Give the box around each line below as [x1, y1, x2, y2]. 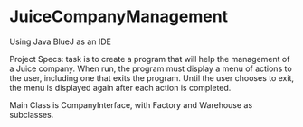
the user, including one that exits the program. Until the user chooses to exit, [9, 72, 295, 83]
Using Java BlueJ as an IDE [9, 36, 111, 47]
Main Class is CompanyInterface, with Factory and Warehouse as [9, 99, 253, 110]
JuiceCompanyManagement [9, 6, 229, 27]
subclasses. [9, 109, 54, 120]
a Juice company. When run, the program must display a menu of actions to [9, 63, 292, 74]
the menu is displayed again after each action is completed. [9, 82, 232, 93]
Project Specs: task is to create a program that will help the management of [9, 53, 290, 64]
